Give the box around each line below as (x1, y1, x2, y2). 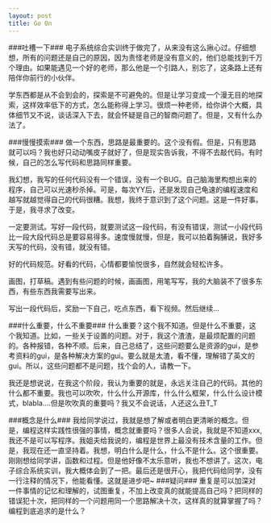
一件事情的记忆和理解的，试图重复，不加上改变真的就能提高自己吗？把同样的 (8, 485, 263, 496)
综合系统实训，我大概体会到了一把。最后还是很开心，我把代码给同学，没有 (15, 465, 263, 475)
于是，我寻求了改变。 (8, 205, 79, 214)
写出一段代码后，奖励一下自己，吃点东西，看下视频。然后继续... (8, 303, 220, 313)
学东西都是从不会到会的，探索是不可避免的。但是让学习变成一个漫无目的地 (8, 89, 256, 99)
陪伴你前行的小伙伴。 (8, 73, 79, 82)
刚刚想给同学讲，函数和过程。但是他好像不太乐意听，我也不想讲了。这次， (8, 455, 256, 465)
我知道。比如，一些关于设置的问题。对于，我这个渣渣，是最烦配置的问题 (15, 330, 256, 340)
